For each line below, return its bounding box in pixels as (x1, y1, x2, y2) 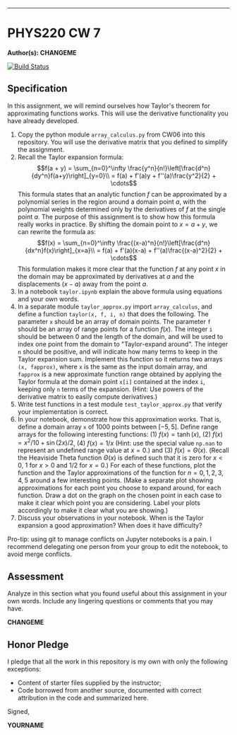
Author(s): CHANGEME (7, 48, 77, 57)
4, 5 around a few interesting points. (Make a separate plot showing (17, 476, 214, 485)
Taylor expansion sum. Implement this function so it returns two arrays (17, 354, 223, 363)
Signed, (7, 707, 30, 716)
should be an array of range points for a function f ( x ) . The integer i (17, 325, 213, 333)
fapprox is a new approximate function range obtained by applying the (17, 369, 222, 378)
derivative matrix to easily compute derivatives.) (17, 392, 158, 400)
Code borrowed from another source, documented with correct (17, 686, 202, 695)
